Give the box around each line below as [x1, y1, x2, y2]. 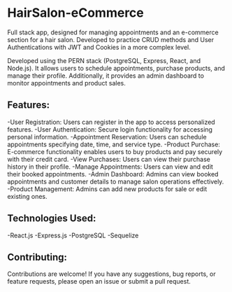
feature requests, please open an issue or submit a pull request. [7, 277, 191, 286]
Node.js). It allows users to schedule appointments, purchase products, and [7, 64, 226, 72]
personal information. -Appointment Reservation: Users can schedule [7, 132, 208, 141]
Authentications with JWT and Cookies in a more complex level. [7, 43, 191, 51]
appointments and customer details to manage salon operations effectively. [7, 177, 224, 186]
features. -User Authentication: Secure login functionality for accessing [7, 125, 213, 134]
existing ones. [7, 192, 48, 200]
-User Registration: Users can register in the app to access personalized [7, 118, 215, 126]
